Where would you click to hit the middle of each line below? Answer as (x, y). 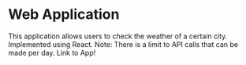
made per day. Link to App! (52, 52)
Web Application (64, 14)
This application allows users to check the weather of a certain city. (118, 36)
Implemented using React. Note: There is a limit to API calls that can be (123, 44)
